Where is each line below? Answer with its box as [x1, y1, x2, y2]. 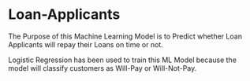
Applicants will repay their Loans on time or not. [8, 39, 163, 49]
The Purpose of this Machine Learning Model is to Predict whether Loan [8, 31, 243, 41]
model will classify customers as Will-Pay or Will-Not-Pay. [8, 63, 197, 72]
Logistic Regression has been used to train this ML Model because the [8, 55, 237, 64]
